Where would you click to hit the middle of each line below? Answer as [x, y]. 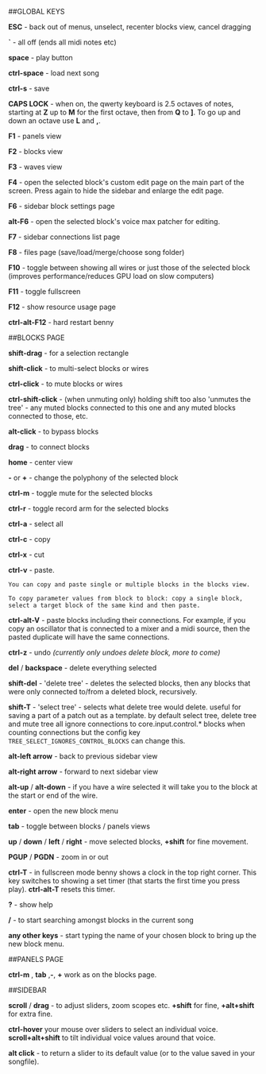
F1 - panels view [35, 136]
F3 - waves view [35, 167]
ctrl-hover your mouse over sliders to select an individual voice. [113, 1029]
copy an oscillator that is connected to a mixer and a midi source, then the [129, 628]
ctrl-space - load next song [54, 73]
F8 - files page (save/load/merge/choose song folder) [96, 252]
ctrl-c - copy [29, 539]
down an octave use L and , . [54, 121]
